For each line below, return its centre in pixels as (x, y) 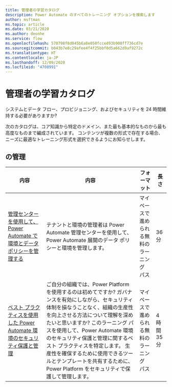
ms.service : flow (24, 39)
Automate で (23, 235)
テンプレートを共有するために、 (95, 361)
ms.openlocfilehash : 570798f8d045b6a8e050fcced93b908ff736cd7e (74, 44)
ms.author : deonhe (25, 34)
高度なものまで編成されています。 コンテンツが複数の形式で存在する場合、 (84, 133)
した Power (21, 322)
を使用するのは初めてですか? (81, 292)
